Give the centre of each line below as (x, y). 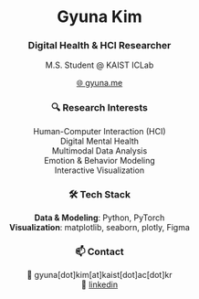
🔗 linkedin (99, 284)
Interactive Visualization (99, 170)
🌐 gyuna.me (99, 83)
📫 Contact (99, 251)
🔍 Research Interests (99, 108)
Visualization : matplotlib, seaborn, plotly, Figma (99, 228)
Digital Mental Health (99, 141)
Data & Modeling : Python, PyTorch (99, 218)
